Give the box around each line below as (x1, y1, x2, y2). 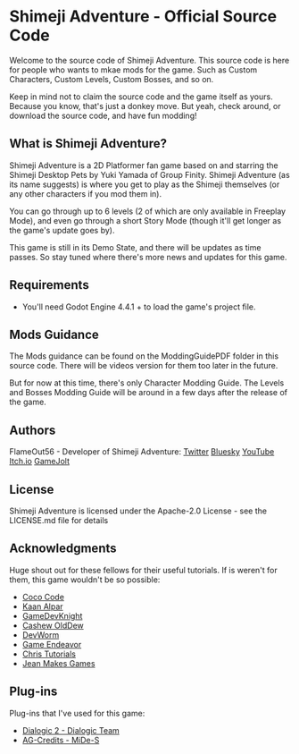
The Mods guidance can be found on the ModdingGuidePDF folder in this (9, 351, 279, 361)
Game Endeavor (21, 639, 82, 649)
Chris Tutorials (21, 648, 76, 659)
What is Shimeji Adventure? (9, 136, 168, 151)
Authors (9, 422, 56, 437)
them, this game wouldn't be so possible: (9, 574, 161, 585)
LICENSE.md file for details (9, 515, 109, 525)
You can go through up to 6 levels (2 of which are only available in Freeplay (9, 206, 287, 216)
